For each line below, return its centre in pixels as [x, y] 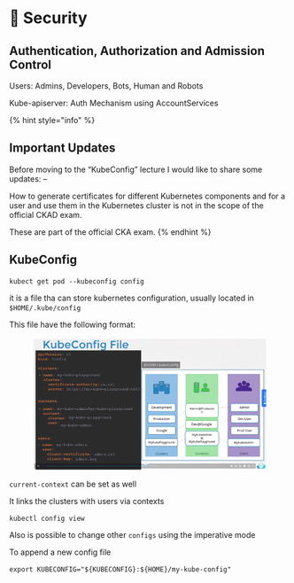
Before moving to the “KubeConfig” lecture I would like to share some [136, 169]
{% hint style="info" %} [52, 120]
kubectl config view [47, 519]
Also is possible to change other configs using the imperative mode [132, 535]
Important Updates [62, 148]
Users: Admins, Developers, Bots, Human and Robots [106, 86]
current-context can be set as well [73, 484]
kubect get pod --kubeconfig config [77, 281]
